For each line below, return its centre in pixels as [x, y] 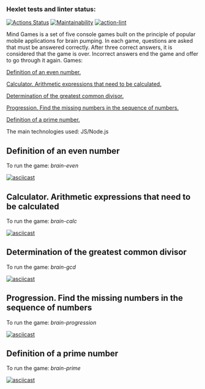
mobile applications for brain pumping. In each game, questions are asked [100, 41]
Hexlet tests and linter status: [51, 9]
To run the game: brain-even [42, 166]
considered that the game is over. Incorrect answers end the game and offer [102, 54]
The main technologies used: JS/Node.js [58, 132]
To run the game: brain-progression [51, 322]
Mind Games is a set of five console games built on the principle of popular [101, 34]
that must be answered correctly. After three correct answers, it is [89, 47]
